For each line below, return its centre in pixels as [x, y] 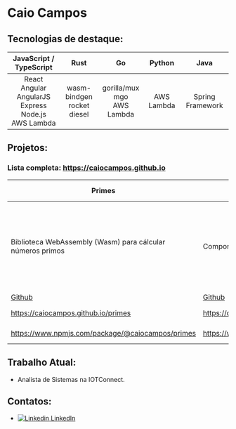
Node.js [34, 114]
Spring [204, 97]
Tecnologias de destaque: [65, 39]
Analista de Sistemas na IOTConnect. [71, 379]
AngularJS [34, 97]
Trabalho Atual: [42, 363]
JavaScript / [34, 59]
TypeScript [33, 67]
